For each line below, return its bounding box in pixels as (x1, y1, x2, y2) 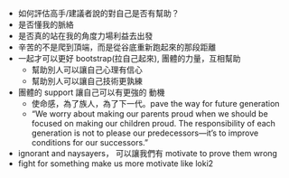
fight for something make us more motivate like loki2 (17, 158, 214, 169)
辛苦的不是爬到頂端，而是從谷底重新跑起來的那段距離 (17, 42, 217, 52)
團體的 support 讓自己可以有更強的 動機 (17, 87, 165, 98)
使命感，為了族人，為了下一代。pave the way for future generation (31, 98, 280, 108)
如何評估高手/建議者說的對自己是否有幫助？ (17, 8, 180, 18)
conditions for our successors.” (31, 137, 149, 147)
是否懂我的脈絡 (17, 19, 74, 30)
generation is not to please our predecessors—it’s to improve (31, 127, 259, 138)
